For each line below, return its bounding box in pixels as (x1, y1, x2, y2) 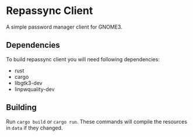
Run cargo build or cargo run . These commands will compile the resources (6, 118, 188, 125)
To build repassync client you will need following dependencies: (6, 55, 160, 62)
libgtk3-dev (14, 79, 43, 86)
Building (6, 103, 37, 113)
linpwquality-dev (14, 86, 55, 93)
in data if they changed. (6, 124, 63, 131)
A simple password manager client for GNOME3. (6, 23, 122, 30)
